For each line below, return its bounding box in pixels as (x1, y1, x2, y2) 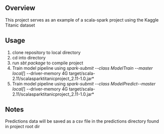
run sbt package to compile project (12, 60, 83, 66)
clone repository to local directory (12, 49, 81, 55)
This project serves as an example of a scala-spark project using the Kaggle (5, 17, 159, 23)
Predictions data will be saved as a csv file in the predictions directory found (5, 118, 159, 124)
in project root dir (5, 124, 40, 130)
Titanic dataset (5, 22, 35, 28)
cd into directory (12, 54, 46, 60)
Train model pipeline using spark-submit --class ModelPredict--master (12, 80, 156, 86)
